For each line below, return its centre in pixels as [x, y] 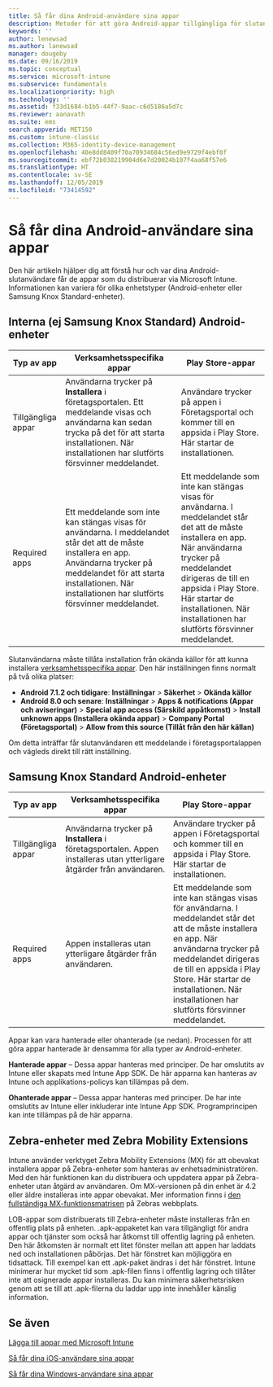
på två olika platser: [41, 676]
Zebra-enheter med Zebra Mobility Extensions [128, 1141]
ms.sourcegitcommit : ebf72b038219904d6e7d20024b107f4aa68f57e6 [118, 160]
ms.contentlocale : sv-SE [50, 175]
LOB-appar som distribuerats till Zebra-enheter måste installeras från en [129, 1219]
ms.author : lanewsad [43, 46]
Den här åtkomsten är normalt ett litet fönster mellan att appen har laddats [132, 1245]
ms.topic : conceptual [45, 69]
